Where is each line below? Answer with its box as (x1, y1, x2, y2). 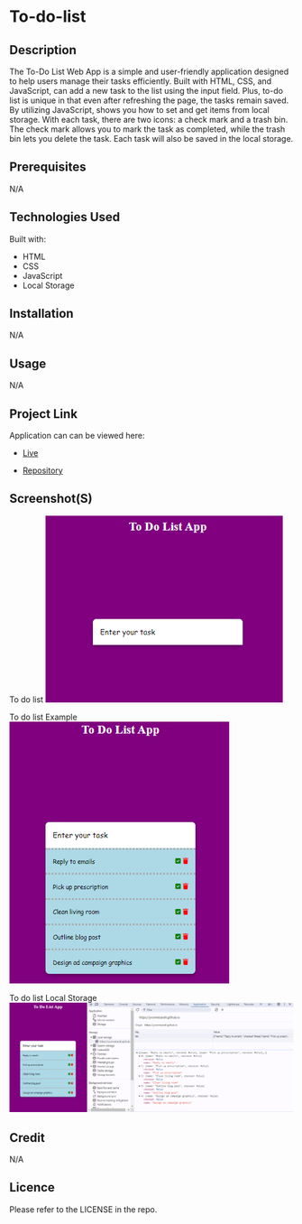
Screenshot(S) (9, 491, 93, 506)
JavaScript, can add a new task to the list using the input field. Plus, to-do (9, 86, 284, 96)
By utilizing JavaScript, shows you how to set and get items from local (9, 105, 270, 115)
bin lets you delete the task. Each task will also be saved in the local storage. (9, 134, 294, 144)
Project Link (9, 406, 78, 422)
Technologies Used (9, 209, 120, 225)
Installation (9, 306, 74, 321)
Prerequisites (9, 160, 87, 175)
